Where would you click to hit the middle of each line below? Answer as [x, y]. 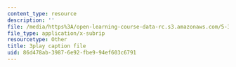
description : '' [31, 20]
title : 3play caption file [47, 46]
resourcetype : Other [38, 40]
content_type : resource [42, 14]
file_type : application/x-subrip [56, 33]
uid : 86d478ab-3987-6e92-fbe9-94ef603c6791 [72, 53]
